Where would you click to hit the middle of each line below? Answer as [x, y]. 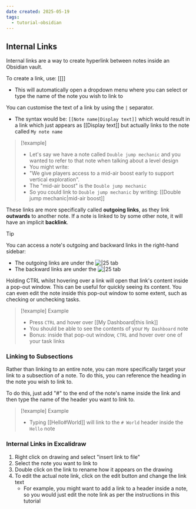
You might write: [49, 167]
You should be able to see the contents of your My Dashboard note [109, 329]
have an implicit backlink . [37, 223]
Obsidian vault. [24, 67]
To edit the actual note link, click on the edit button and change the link [101, 475]
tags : [13, 17]
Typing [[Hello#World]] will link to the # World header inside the [106, 422]
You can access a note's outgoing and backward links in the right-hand [92, 245]
